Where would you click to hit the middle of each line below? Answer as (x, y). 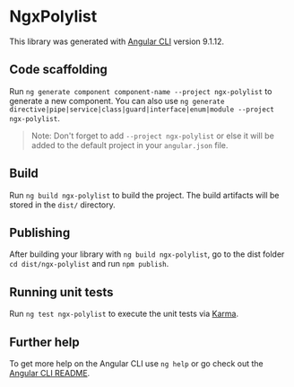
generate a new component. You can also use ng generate (117, 101)
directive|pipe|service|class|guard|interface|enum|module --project (142, 110)
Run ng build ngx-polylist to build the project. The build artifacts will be (144, 195)
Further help (45, 342)
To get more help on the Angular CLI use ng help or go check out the (136, 364)
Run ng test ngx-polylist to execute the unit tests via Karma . (124, 314)
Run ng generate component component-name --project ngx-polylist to (141, 91)
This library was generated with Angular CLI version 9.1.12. (117, 41)
